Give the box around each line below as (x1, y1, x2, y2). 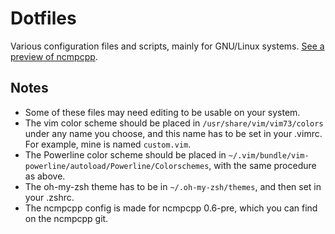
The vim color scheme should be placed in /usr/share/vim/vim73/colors (24, 117, 324, 129)
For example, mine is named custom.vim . (24, 138, 192, 150)
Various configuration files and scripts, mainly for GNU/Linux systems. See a (10, 40, 325, 52)
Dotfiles (10, 7, 77, 30)
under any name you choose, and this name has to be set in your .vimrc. (24, 127, 323, 139)
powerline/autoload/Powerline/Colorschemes (24, 161, 210, 171)
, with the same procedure (208, 159, 317, 171)
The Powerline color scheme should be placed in (24, 148, 227, 161)
